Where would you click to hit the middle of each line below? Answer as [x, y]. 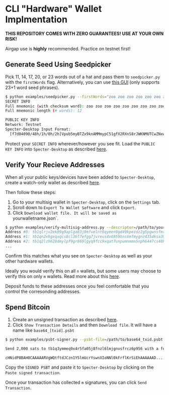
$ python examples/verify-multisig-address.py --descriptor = [71, 227]
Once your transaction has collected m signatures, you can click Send [76, 382]
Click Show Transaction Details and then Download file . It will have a [84, 325]
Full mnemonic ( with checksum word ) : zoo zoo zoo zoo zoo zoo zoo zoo [81, 106]
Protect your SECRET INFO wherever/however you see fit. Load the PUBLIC [80, 143]
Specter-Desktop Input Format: [38, 129]
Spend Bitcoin [28, 307]
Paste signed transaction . [33, 373]
